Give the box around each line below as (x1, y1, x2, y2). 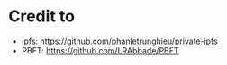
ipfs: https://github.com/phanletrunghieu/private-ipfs (21, 36, 218, 46)
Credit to (8, 6, 76, 27)
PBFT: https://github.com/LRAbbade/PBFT (21, 45, 179, 55)
